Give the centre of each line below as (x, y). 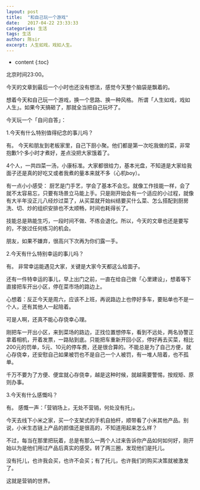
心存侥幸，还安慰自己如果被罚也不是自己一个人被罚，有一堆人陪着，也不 (95, 354)
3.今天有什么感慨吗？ (32, 394)
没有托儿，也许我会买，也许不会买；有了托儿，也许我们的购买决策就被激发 (97, 460)
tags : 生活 (19, 34)
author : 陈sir (23, 39)
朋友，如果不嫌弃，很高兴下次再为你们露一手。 (63, 241)
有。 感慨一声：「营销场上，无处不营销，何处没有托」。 (72, 408)
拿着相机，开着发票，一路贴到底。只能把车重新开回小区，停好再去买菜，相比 (100, 339)
